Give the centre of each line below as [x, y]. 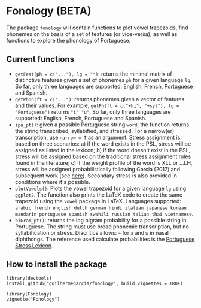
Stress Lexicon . [34, 245]
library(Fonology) [29, 294]
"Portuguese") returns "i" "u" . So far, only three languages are [93, 111]
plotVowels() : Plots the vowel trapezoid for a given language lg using [100, 188]
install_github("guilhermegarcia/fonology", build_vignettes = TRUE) [95, 283]
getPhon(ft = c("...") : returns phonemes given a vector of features [100, 99]
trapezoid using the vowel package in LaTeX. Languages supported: [98, 201]
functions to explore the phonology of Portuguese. [68, 40]
